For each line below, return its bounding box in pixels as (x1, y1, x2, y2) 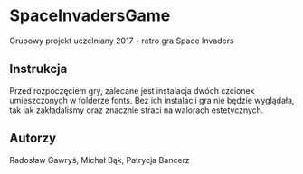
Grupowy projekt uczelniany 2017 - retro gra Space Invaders (9, 35, 234, 46)
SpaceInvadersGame (9, 5, 171, 26)
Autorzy (9, 131, 57, 146)
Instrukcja (9, 61, 68, 77)
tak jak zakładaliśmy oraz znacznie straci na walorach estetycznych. (9, 105, 264, 115)
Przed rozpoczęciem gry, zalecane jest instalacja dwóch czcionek (9, 85, 255, 96)
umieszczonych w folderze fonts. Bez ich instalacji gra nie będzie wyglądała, (9, 95, 295, 105)
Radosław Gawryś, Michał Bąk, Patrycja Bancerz (9, 154, 190, 165)
